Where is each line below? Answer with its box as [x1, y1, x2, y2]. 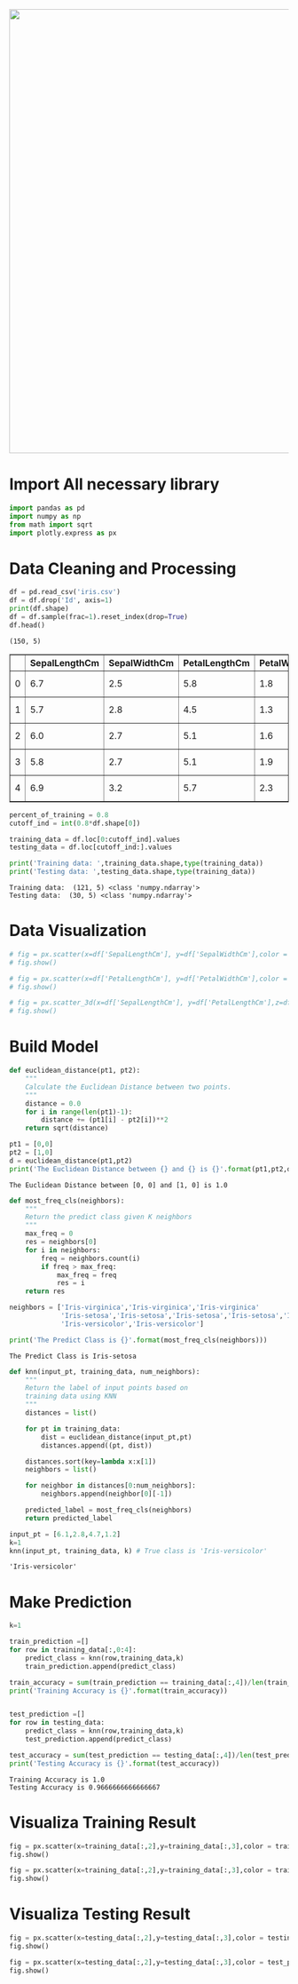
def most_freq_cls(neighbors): [9, 1196, 125, 1205]
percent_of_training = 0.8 [9, 810, 109, 820]
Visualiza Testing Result [9, 1904, 191, 1924]
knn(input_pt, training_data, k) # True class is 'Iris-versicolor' [9, 1546, 268, 1555]
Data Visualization [9, 921, 147, 940]
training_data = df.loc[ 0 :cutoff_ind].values [9, 835, 180, 844]
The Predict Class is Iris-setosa [9, 1352, 137, 1361]
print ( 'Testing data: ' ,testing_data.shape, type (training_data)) [9, 868, 255, 877]
